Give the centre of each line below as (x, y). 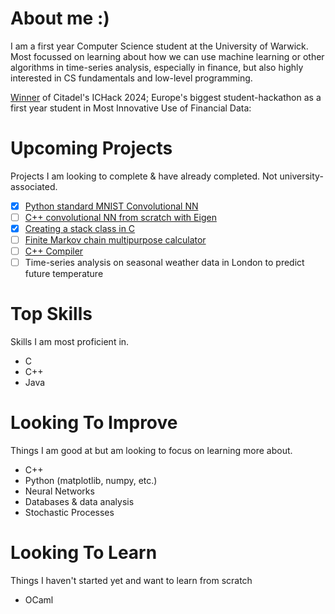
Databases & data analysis (79, 502)
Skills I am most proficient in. (70, 342)
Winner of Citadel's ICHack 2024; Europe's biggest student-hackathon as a (166, 97)
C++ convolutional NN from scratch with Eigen (120, 217)
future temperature (64, 274)
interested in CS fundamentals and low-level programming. (131, 78)
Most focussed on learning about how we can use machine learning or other (167, 56)
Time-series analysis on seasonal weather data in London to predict (164, 263)
